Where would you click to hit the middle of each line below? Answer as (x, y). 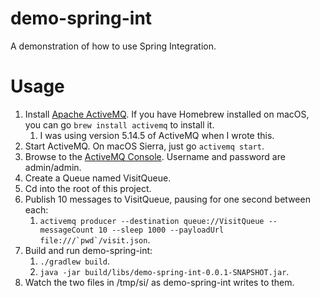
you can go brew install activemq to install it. (119, 124)
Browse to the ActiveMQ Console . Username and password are (155, 156)
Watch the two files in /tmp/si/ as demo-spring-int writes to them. (159, 282)
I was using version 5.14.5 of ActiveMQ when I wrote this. (157, 135)
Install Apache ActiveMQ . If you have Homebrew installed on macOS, (167, 114)
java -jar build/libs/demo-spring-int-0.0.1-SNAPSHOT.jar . (164, 271)
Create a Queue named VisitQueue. (98, 178)
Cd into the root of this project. (88, 188)
